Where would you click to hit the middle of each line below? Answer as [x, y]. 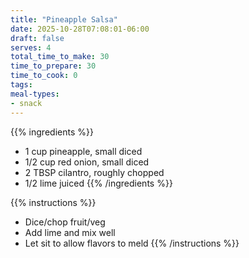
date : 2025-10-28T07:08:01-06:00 [80, 29]
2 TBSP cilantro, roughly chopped [94, 172]
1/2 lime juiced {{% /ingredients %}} [98, 183]
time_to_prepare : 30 [53, 66]
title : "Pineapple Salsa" [64, 19]
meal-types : [35, 94]
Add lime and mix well [70, 232]
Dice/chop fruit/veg [65, 222]
